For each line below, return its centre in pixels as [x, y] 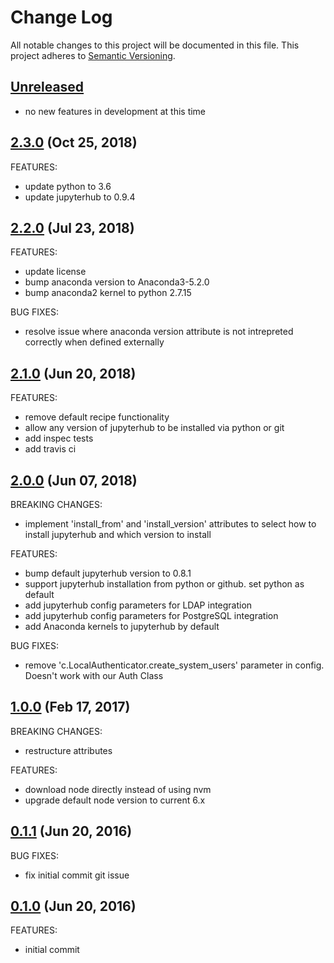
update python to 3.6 [68, 186]
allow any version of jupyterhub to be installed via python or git [154, 428]
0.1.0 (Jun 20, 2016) [73, 906]
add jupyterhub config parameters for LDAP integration [138, 605]
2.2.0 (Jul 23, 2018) [72, 227]
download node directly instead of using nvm [118, 789]
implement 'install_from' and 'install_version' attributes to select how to [170, 524]
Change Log [61, 17]
